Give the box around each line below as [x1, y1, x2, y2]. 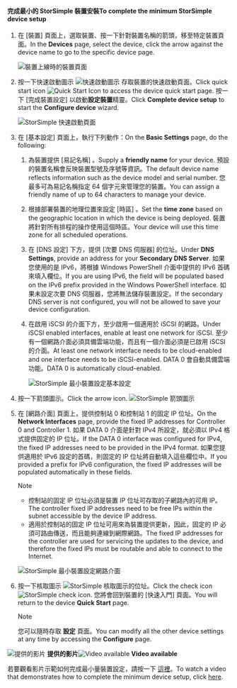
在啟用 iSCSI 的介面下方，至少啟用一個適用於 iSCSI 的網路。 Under [28, 320, 221, 328]
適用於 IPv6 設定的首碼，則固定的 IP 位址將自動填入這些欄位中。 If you [23, 453, 228, 461]
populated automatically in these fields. [17, 468, 132, 477]
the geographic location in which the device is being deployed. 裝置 [28, 213, 226, 223]
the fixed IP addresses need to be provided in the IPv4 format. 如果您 [17, 443, 219, 452]
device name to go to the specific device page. [17, 48, 155, 57]
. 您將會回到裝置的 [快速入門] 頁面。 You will [90, 591, 218, 599]
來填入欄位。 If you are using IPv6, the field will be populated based [28, 272, 224, 280]
